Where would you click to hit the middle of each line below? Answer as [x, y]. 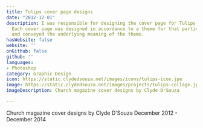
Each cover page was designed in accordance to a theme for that [96, 29]
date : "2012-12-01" [31, 18]
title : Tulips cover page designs [50, 12]
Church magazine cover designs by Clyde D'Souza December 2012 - [92, 113]
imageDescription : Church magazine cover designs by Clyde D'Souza [93, 91]
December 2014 [26, 119]
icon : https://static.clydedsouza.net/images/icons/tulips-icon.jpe [94, 79]
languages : [20, 62]
